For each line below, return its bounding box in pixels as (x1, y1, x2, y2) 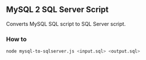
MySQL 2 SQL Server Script (6, 5, 109, 15)
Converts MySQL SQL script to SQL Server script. (6, 20, 126, 27)
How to (6, 35, 27, 43)
